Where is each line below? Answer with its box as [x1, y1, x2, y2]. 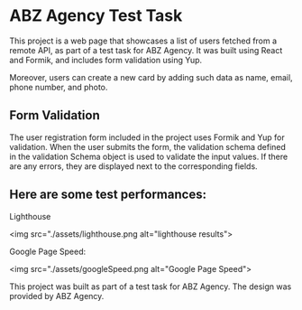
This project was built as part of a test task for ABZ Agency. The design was [9, 281, 292, 292]
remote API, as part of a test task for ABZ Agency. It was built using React [9, 44, 283, 55]
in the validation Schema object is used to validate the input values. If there [9, 151, 288, 162]
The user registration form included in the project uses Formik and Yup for [9, 132, 286, 143]
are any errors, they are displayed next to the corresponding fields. [9, 160, 259, 172]
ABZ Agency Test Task [9, 5, 183, 26]
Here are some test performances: [9, 187, 207, 202]
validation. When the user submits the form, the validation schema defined [9, 141, 287, 152]
